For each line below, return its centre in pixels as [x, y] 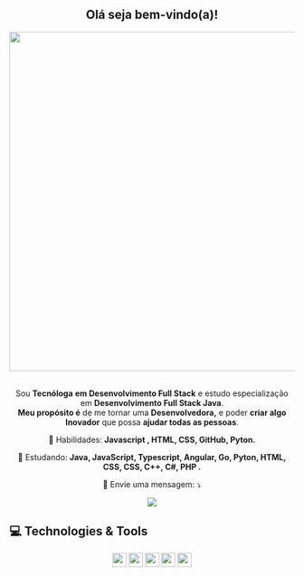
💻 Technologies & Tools [79, 531]
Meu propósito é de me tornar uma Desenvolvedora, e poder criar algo [152, 412]
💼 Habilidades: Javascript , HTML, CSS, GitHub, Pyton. [152, 439]
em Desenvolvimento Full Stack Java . [152, 402]
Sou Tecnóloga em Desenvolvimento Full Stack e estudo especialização [152, 393]
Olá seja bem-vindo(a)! [152, 15]
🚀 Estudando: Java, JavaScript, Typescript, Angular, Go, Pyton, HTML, [152, 457]
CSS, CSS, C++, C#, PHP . [152, 467]
